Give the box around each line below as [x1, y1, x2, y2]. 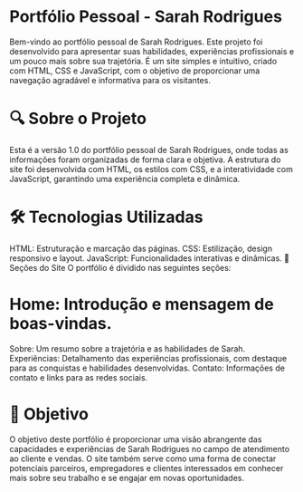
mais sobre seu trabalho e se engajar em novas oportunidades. [9, 472, 245, 483]
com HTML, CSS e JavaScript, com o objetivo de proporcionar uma [9, 65, 260, 76]
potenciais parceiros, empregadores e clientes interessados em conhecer [9, 462, 284, 473]
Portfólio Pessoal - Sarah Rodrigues [9, 6, 283, 27]
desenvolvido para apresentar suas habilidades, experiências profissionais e [9, 45, 295, 56]
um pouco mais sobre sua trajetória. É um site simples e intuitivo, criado [9, 55, 278, 66]
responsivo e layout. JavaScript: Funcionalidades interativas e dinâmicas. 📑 [9, 252, 289, 264]
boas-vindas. [9, 314, 112, 333]
